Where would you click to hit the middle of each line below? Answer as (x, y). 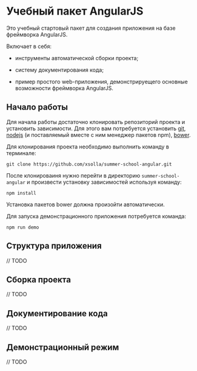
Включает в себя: (29, 46)
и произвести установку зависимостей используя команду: (104, 182)
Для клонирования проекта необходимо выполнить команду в (88, 147)
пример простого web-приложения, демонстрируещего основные (101, 81)
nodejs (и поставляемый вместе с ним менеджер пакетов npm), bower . (98, 134)
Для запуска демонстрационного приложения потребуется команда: (96, 216)
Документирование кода (57, 314)
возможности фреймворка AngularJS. (64, 88)
